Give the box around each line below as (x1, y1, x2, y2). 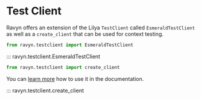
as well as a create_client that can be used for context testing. (6, 30, 164, 37)
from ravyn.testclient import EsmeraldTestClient (6, 42, 134, 48)
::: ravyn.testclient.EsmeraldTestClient (6, 53, 101, 60)
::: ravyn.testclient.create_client (6, 87, 85, 94)
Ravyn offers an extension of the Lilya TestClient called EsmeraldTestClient (6, 24, 195, 31)
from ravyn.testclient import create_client (6, 64, 120, 70)
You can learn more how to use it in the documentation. (6, 75, 144, 82)
